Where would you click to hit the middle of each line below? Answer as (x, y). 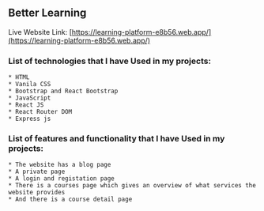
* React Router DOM (40, 112)
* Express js (30, 119)
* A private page (37, 172)
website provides (37, 193)
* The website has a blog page (60, 165)
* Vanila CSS (30, 85)
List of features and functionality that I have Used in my (117, 139)
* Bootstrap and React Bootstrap (63, 91)
